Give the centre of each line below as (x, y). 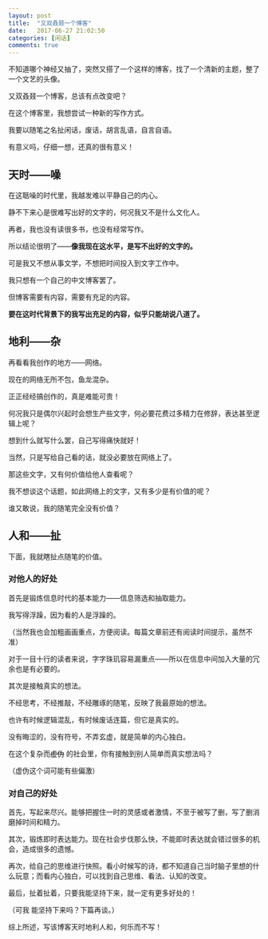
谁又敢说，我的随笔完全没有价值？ (64, 508)
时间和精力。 (43, 822)
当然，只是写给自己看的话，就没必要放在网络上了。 (92, 457)
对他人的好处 (33, 579)
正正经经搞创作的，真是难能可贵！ (64, 396)
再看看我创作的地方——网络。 (57, 362)
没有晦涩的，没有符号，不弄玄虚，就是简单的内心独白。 (99, 736)
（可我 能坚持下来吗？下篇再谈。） (63, 910)
